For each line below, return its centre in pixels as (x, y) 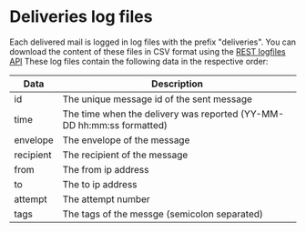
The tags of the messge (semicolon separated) (163, 214)
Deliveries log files (81, 17)
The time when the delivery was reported (150, 114)
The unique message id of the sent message (158, 99)
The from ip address (106, 169)
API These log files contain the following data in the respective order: (139, 61)
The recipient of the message (125, 155)
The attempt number (106, 199)
